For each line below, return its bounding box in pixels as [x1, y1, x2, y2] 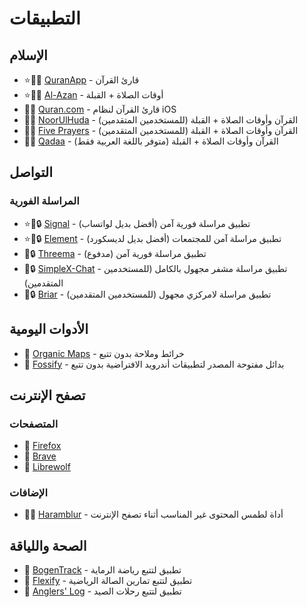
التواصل [9, 164, 53, 181]
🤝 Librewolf [23, 461, 71, 473]
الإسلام [9, 47, 48, 64]
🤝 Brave [23, 450, 57, 462]
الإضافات [9, 486, 48, 500]
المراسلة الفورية [9, 194, 80, 208]
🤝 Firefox [23, 440, 62, 452]
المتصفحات [9, 417, 59, 431]
